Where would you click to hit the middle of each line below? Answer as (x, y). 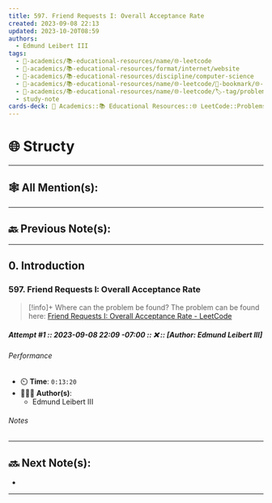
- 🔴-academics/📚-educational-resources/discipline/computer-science (135, 76)
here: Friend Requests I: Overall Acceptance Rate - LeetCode (130, 316)
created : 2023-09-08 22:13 (54, 24)
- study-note (38, 99)
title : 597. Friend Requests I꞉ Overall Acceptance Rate (106, 16)
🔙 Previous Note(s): (60, 229)
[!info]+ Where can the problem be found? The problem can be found (144, 307)
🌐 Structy (42, 146)
